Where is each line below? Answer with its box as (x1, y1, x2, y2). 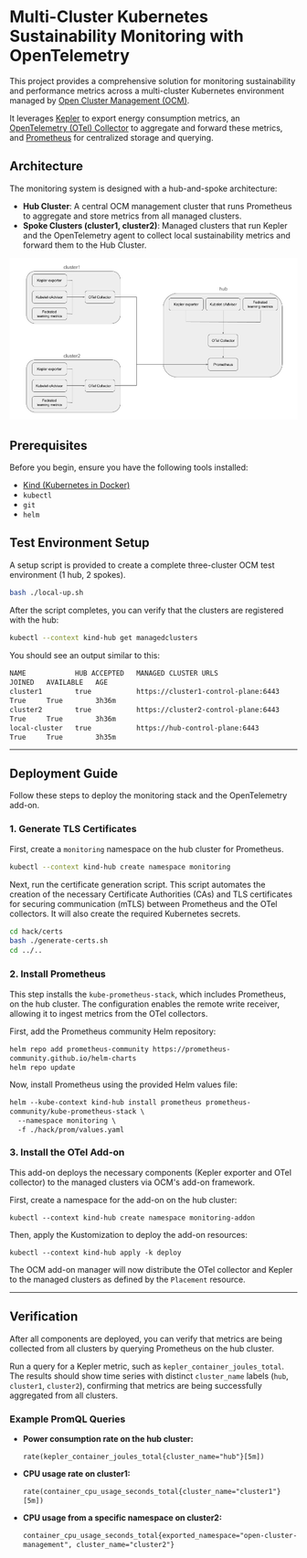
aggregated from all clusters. (9, 1390, 119, 1401)
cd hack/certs (9, 926, 64, 936)
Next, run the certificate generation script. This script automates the (9, 879, 266, 890)
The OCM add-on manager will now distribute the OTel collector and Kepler (9, 1264, 293, 1275)
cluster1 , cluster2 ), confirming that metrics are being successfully (9, 1380, 262, 1391)
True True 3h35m (9, 732, 117, 742)
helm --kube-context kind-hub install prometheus (9, 1097, 203, 1107)
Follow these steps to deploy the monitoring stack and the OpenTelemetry (9, 790, 288, 801)
